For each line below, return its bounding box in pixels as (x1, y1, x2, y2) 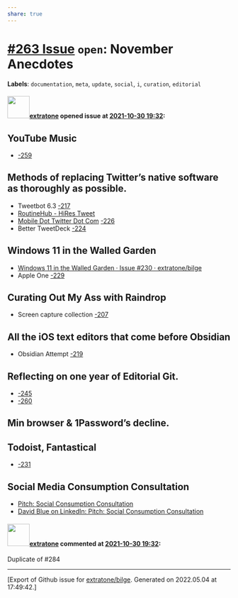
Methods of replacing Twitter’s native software (7, 172, 219, 184)
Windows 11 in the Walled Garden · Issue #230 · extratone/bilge (17, 263, 202, 272)
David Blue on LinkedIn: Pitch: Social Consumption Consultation (17, 507, 204, 516)
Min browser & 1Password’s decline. (7, 417, 170, 429)
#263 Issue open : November (7, 40, 174, 57)
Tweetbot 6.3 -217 (17, 201, 71, 210)
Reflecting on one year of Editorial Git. (7, 370, 179, 382)
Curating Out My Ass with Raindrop (7, 292, 166, 304)
